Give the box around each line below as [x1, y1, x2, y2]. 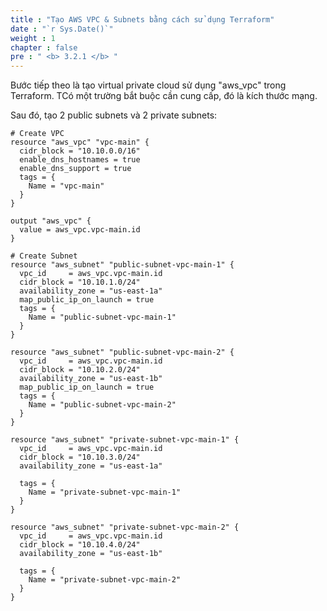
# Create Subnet [10, 251, 78, 261]
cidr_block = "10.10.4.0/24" [19, 540, 141, 550]
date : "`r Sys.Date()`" [10, 24, 114, 34]
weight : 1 [10, 33, 56, 43]
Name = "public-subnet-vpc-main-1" [28, 312, 177, 323]
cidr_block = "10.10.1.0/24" [19, 277, 141, 288]
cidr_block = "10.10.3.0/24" [19, 452, 141, 463]
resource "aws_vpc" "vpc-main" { [10, 137, 150, 148]
